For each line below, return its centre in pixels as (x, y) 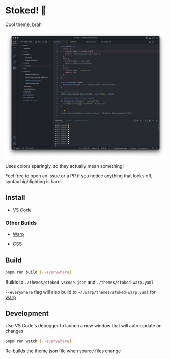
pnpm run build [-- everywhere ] (38, 272)
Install (15, 198)
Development (27, 313)
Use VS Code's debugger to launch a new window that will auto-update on (83, 325)
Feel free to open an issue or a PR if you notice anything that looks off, (79, 176)
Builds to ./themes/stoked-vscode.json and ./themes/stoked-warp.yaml (79, 282)
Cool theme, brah (23, 24)
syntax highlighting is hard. (34, 182)
